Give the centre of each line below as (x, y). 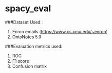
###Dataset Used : (24, 22)
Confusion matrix (29, 66)
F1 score (20, 61)
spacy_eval (28, 9)
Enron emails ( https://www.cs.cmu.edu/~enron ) (60, 31)
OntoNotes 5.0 (27, 37)
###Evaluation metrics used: (34, 46)
